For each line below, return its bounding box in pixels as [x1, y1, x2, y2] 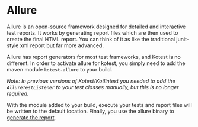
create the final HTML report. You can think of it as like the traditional [7, 35, 175, 43]
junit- [176, 35, 189, 43]
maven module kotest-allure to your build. [7, 66, 113, 73]
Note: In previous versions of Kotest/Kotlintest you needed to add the [7, 77, 175, 84]
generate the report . [7, 113, 56, 121]
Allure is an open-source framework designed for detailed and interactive [7, 23, 186, 30]
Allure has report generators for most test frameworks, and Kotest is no [7, 53, 181, 60]
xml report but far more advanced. [20, 42, 104, 49]
